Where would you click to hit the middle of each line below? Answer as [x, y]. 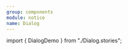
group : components [30, 12]
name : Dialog [23, 23]
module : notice [26, 18]
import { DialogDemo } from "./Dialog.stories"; [64, 41]
